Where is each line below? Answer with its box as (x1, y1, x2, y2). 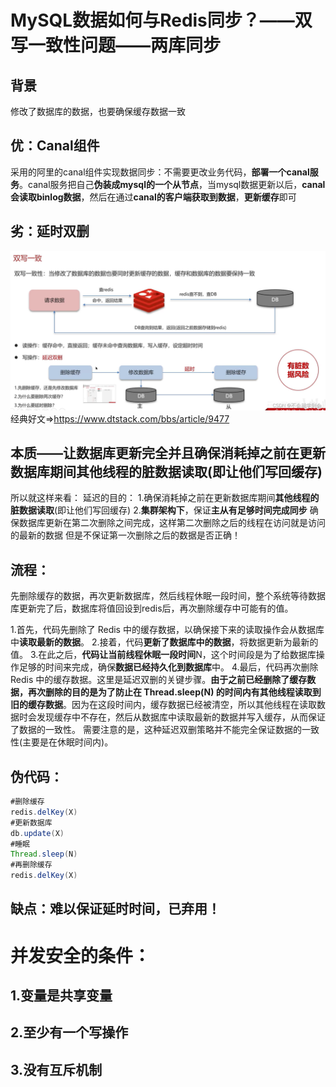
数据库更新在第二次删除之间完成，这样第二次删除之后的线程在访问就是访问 (18, 517, 326, 529)
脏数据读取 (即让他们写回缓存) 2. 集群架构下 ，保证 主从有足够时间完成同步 (10, 504, 308, 516)
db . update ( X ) (10, 828, 65, 838)
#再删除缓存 (10, 860, 53, 870)
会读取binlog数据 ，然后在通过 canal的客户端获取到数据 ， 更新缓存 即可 (10, 191, 297, 203)
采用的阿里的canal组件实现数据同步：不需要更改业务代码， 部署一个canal (10, 166, 310, 178)
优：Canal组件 (10, 137, 100, 155)
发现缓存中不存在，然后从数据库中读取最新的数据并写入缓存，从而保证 (36, 711, 326, 723)
